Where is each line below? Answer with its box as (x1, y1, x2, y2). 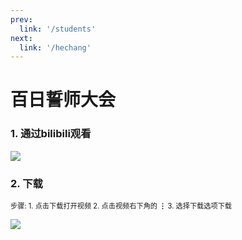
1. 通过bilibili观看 (10, 127, 92, 141)
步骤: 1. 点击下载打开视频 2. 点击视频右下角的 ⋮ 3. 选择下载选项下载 (10, 201, 233, 211)
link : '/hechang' (19, 42, 92, 53)
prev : (10, 14, 33, 25)
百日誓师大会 (10, 89, 117, 111)
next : (10, 33, 33, 43)
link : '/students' (19, 24, 97, 34)
